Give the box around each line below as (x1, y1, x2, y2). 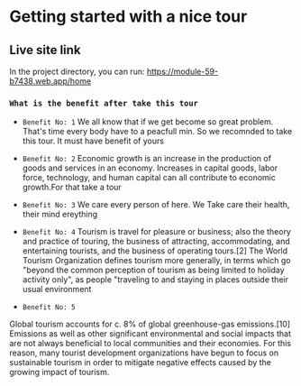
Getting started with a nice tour (9, 6, 248, 27)
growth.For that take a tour (22, 182, 122, 193)
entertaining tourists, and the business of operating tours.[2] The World (22, 245, 288, 256)
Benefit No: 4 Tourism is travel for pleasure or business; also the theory (22, 226, 291, 237)
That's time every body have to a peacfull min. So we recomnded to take (22, 126, 293, 137)
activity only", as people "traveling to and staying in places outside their (22, 274, 288, 285)
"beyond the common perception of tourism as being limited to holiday (22, 264, 286, 276)
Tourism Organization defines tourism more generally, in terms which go (22, 255, 291, 266)
